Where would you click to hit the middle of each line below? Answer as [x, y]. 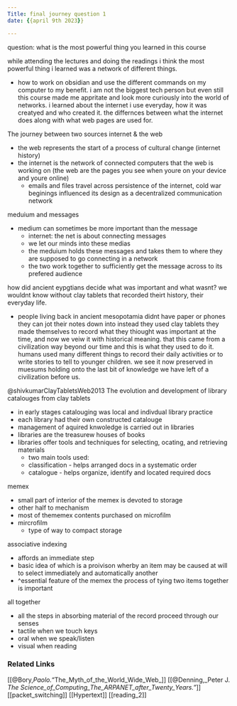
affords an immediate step [56, 558]
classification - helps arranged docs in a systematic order [112, 465]
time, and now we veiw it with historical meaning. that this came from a [121, 339]
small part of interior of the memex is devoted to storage [100, 500]
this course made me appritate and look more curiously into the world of [123, 98]
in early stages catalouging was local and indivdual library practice [115, 412]
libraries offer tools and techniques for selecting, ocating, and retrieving [122, 442]
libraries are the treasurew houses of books [81, 434]
